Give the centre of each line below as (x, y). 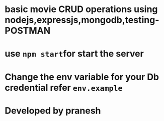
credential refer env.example (64, 87)
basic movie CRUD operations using (81, 9)
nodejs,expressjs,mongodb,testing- (82, 20)
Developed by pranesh (53, 111)
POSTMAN (28, 31)
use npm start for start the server (74, 54)
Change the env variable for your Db (82, 77)
